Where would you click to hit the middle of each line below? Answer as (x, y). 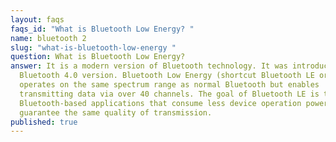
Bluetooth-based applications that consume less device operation (160, 103)
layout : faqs (37, 19)
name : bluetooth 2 (48, 38)
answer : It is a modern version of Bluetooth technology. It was (149, 66)
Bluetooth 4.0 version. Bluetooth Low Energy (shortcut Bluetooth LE (167, 76)
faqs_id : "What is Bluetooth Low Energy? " (102, 29)
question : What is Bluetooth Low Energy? (98, 57)
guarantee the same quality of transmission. (116, 112)
